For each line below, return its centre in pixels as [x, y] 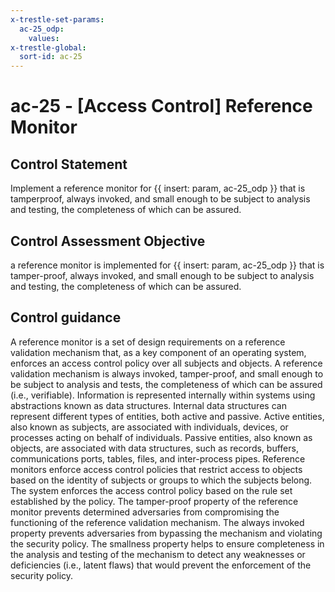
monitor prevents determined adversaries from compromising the [145, 512]
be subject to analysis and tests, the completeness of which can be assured [166, 384]
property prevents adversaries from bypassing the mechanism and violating [166, 533]
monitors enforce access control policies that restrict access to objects [156, 469]
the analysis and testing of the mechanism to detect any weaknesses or [158, 554]
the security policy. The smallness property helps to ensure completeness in [167, 543]
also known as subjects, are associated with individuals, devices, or [149, 427]
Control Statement [69, 164]
